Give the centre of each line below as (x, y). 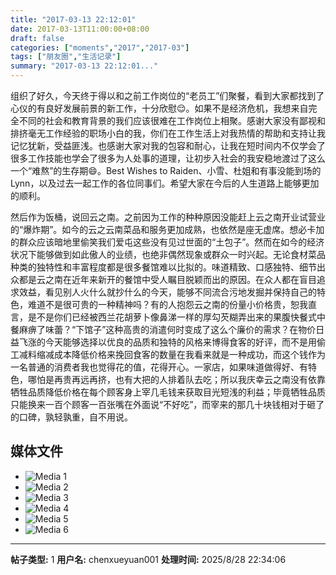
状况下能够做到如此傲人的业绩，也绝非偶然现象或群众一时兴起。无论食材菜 (163, 254)
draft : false (37, 38)
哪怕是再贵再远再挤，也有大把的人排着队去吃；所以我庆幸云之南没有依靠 (176, 379)
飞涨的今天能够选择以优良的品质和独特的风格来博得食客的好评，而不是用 (167, 342)
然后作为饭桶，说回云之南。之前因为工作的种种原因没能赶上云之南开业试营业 (168, 217)
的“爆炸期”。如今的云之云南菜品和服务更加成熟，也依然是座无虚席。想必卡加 (167, 229)
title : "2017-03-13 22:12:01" (73, 19)
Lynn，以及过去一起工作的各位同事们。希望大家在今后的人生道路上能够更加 (165, 183)
